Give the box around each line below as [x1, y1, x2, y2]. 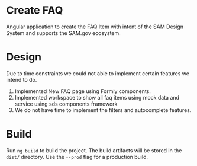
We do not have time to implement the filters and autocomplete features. [14, 106, 192, 113]
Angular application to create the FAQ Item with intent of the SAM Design [6, 23, 183, 30]
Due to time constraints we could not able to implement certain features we [6, 69, 189, 77]
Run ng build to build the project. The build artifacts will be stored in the [6, 146, 182, 154]
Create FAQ [6, 4, 63, 17]
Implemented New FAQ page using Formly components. [14, 87, 151, 95]
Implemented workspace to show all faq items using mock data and [14, 94, 179, 101]
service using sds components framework [14, 100, 118, 107]
